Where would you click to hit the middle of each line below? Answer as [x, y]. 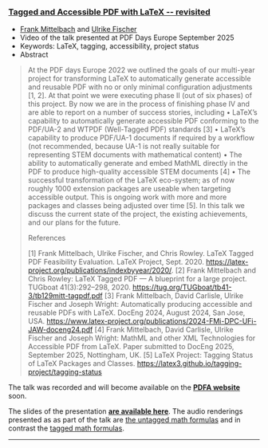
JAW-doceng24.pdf [60, 330]
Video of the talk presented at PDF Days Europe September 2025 [127, 37]
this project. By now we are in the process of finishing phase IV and [138, 104]
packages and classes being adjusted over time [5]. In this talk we [136, 206]
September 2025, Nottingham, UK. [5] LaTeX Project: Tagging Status [140, 355]
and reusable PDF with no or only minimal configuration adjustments [140, 87]
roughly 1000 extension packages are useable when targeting [129, 189]
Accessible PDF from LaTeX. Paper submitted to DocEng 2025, [131, 347]
